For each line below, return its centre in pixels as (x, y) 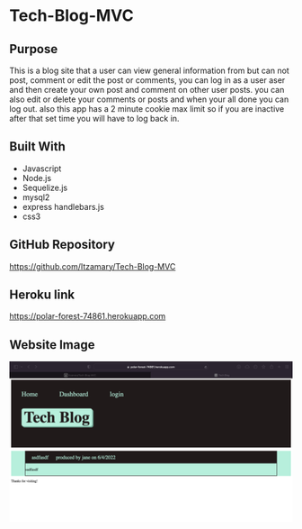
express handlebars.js (63, 206)
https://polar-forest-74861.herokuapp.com (88, 316)
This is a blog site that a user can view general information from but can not (149, 70)
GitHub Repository (62, 245)
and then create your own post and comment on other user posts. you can (147, 90)
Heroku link (42, 295)
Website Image (52, 345)
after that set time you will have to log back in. (94, 119)
